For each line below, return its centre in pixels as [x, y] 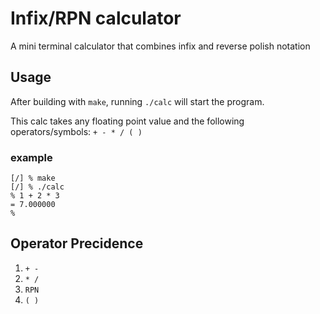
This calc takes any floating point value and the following [127, 121]
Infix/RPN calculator [96, 18]
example [31, 157]
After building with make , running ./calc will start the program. [137, 101]
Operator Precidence [77, 243]
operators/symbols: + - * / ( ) [76, 131]
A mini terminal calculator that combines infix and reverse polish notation [160, 46]
